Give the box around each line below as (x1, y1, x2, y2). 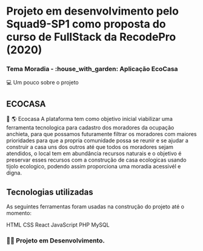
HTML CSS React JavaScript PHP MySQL (6, 221, 110, 229)
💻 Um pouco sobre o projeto (6, 79, 79, 86)
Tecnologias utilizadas (6, 187, 93, 197)
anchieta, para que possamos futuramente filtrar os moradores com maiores (6, 131, 197, 138)
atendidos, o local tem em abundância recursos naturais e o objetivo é (6, 150, 182, 157)
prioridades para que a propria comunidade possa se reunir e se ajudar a (6, 137, 189, 144)
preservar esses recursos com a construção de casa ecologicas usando (6, 156, 187, 163)
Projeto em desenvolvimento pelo (6, 4, 179, 18)
